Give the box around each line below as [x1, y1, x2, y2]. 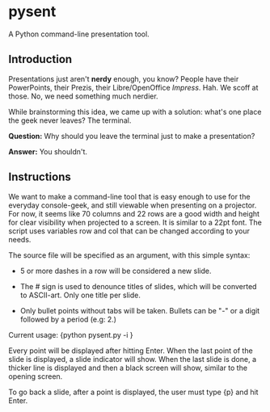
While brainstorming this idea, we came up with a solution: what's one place [8, 107, 262, 116]
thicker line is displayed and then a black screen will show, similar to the [8, 363, 248, 372]
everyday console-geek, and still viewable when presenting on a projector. [8, 200, 257, 210]
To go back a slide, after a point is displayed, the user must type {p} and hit [8, 387, 259, 397]
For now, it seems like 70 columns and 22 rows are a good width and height [8, 208, 260, 218]
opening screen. [8, 371, 63, 381]
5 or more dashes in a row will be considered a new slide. [19, 266, 212, 275]
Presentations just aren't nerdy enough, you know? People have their [8, 74, 239, 83]
